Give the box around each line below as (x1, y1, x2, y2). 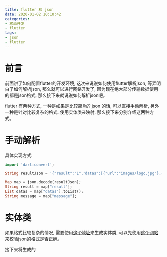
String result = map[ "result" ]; (5, 184, 72, 189)
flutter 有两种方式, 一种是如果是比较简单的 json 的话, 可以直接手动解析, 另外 (5, 103, 159, 109)
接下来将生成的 (5, 246, 36, 252)
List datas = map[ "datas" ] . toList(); (5, 189, 83, 194)
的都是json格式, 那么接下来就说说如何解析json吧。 (5, 92, 108, 98)
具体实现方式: (5, 152, 33, 158)
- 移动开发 (5, 21, 25, 26)
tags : (5, 30, 16, 35)
